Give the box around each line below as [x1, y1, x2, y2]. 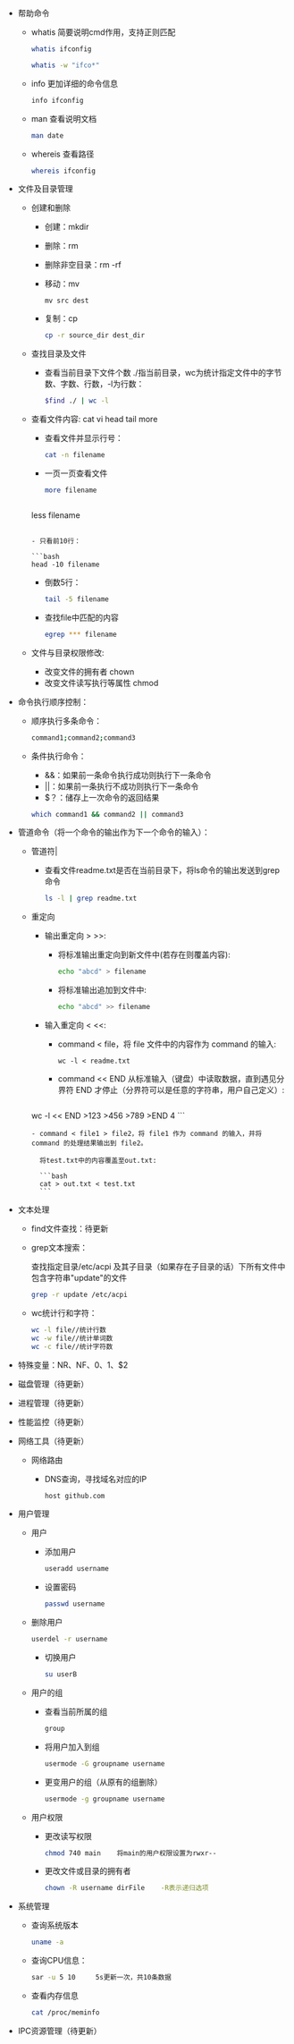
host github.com [44, 1491, 105, 1500]
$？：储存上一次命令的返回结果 [44, 792, 160, 802]
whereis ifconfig [30, 166, 97, 175]
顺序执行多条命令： [30, 715, 103, 726]
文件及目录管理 [17, 183, 73, 194]
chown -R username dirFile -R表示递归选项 [44, 1884, 209, 1893]
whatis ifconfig [30, 45, 92, 54]
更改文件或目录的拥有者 [44, 1866, 131, 1877]
